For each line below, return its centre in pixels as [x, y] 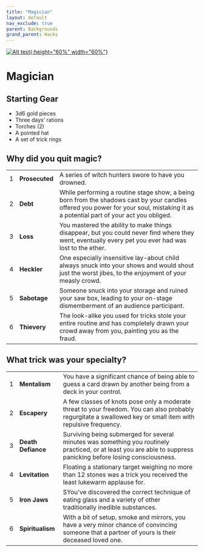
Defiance [33, 449]
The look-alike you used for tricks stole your [123, 315]
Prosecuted [36, 178]
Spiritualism [37, 528]
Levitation [34, 474]
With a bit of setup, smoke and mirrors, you [124, 517]
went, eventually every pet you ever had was [123, 240]
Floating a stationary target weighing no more [128, 467]
